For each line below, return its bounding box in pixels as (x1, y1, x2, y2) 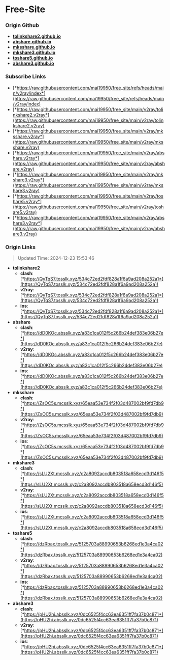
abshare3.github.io (12, 60, 54, 67)
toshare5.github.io (12, 55, 53, 61)
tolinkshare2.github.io (12, 33, 61, 39)
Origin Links (5, 243, 36, 251)
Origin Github (5, 22, 40, 29)
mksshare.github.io (12, 44, 55, 50)
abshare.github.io (12, 39, 52, 45)
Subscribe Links (5, 73, 46, 80)
